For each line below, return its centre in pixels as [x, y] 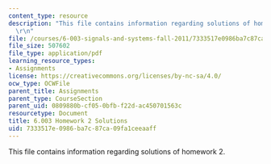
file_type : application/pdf [56, 53]
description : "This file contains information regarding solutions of [129, 23]
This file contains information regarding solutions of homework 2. [117, 151]
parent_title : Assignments [54, 91]
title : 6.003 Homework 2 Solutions [68, 121]
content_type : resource [48, 16]
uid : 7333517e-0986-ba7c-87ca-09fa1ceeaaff [83, 128]
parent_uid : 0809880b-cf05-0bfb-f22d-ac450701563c [95, 106]
